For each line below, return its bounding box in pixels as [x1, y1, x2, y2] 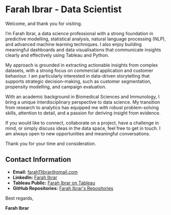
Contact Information [5, 155, 71, 164]
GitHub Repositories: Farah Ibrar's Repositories [12, 185, 114, 191]
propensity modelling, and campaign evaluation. [5, 83, 107, 90]
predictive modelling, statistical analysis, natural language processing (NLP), [5, 36, 166, 42]
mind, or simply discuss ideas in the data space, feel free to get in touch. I [5, 125, 161, 131]
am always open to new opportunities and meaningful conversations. [5, 130, 151, 136]
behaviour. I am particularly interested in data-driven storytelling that [5, 73, 150, 79]
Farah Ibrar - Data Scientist [5, 4, 122, 15]
